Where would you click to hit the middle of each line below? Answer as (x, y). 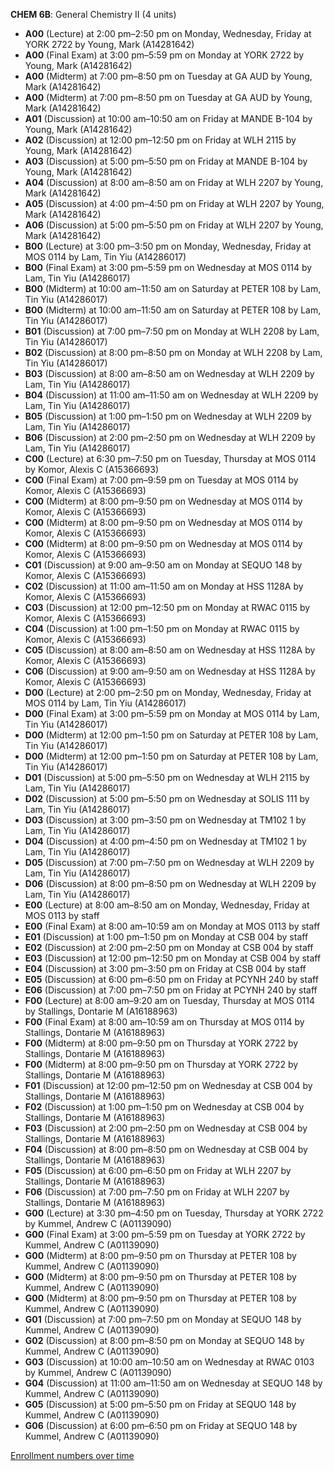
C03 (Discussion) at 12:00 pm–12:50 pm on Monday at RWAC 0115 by (167, 607)
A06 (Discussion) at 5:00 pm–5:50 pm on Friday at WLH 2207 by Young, (174, 225)
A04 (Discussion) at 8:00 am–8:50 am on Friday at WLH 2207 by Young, (174, 182)
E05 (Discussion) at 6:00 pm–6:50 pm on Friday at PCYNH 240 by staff (171, 979)
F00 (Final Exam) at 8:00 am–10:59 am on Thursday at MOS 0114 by (164, 1022)
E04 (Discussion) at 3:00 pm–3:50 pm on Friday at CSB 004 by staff (165, 968)
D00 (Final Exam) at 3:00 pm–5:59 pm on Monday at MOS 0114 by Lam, (172, 713)
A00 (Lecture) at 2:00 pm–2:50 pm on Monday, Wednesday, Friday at (168, 33)
